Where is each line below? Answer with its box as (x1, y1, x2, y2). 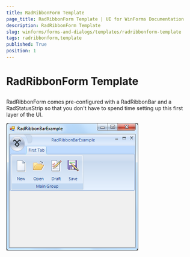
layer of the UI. (6, 111, 43, 119)
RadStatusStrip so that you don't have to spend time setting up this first (6, 105, 183, 112)
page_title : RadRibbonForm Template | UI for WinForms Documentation (6, 16, 185, 22)
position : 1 (6, 48, 36, 54)
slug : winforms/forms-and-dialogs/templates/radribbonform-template (6, 29, 182, 35)
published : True (6, 42, 47, 48)
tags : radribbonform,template (6, 35, 82, 42)
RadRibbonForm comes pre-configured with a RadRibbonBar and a (6, 98, 172, 105)
